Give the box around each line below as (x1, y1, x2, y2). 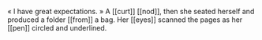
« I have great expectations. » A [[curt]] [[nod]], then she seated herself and (7, 7, 255, 16)
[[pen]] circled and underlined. (7, 24, 107, 32)
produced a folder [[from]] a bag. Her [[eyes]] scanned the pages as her (7, 15, 243, 24)
